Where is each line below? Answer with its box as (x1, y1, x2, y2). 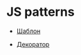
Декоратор (16, 40, 50, 48)
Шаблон (16, 27, 41, 35)
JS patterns (6, 4, 75, 20)
